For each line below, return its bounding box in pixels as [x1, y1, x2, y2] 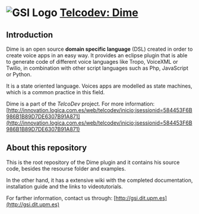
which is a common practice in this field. [6, 89, 105, 95]
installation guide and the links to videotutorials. [6, 182, 123, 190]
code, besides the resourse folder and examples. [6, 165, 126, 172]
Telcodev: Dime [59, 6, 138, 20]
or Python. [6, 71, 32, 77]
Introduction [6, 30, 53, 40]
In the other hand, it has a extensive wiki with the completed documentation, [6, 176, 193, 184]
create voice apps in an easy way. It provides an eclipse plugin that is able [6, 52, 188, 59]
